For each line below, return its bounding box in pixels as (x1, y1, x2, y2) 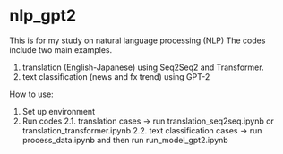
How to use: (9, 89, 54, 99)
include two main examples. (9, 44, 113, 55)
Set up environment (21, 106, 96, 116)
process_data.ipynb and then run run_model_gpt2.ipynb (21, 134, 228, 145)
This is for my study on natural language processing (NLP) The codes (9, 35, 266, 46)
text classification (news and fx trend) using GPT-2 (21, 71, 210, 81)
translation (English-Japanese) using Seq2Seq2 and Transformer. (21, 62, 264, 73)
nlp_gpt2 (9, 5, 77, 26)
